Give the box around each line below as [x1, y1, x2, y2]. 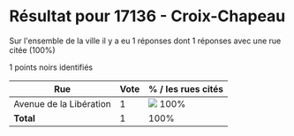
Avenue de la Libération [13, 97, 112, 110]
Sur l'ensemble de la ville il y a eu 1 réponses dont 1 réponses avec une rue [9, 35, 282, 46]
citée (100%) [9, 44, 56, 55]
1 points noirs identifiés [9, 62, 94, 72]
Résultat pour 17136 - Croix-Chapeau [9, 6, 286, 26]
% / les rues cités [148, 82, 223, 94]
